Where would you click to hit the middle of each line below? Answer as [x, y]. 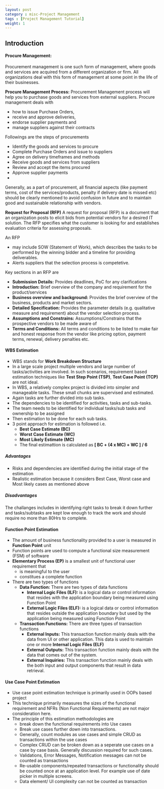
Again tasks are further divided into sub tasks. [59, 398]
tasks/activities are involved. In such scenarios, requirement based [80, 372]
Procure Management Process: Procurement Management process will [78, 92]
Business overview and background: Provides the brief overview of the [85, 297]
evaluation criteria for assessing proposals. [48, 228]
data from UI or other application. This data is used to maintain [90, 639]
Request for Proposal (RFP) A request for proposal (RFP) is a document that [82, 212]
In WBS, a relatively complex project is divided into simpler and [76, 387]
